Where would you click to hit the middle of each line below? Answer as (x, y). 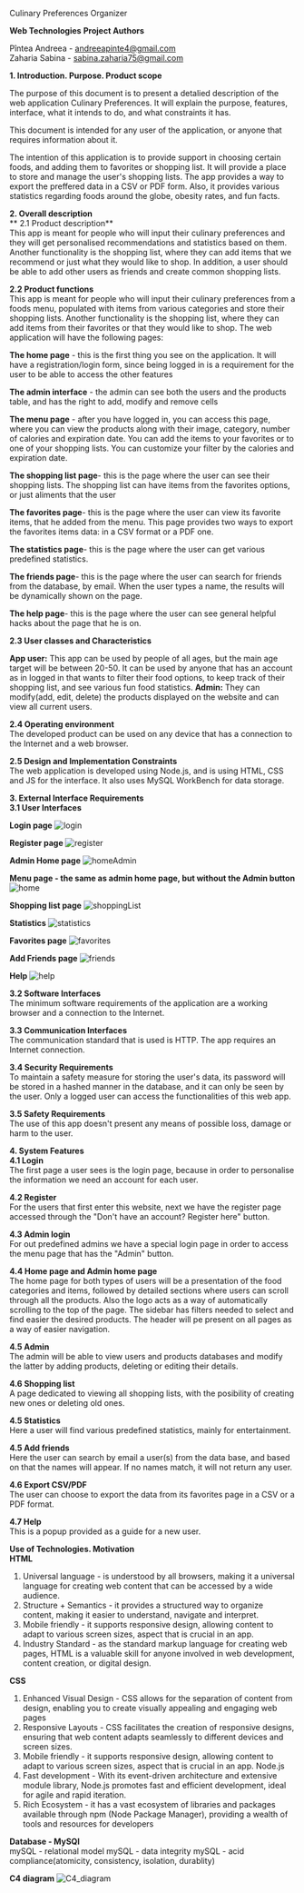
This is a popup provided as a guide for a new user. (105, 1531)
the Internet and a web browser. (69, 743)
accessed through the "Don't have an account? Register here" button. (140, 1216)
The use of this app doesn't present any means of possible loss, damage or (151, 1123)
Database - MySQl (44, 1841)
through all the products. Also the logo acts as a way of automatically (138, 1300)
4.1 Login (26, 1161)
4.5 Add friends (39, 1448)
